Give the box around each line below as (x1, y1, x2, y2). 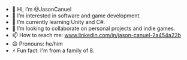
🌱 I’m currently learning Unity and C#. (11, 19, 105, 25)
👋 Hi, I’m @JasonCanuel (11, 6, 72, 13)
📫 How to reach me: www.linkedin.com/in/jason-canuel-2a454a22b (11, 32, 182, 38)
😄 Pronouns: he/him (11, 40, 63, 47)
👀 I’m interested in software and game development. (11, 12, 141, 19)
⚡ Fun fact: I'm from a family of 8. (11, 47, 95, 54)
